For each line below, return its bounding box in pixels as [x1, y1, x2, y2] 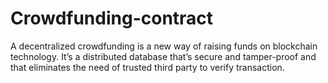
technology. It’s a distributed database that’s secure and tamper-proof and [10, 50, 317, 62]
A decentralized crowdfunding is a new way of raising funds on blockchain [10, 40, 318, 52]
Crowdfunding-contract [10, 7, 214, 30]
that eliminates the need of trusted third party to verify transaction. [10, 61, 285, 73]
